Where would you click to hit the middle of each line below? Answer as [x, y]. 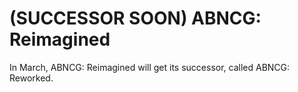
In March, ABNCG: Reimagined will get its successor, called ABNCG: [150, 67]
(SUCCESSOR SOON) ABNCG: [135, 18]
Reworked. [31, 78]
